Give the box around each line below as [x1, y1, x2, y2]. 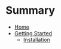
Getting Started [14, 29, 52, 36]
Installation [23, 36, 50, 43]
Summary [5, 4, 55, 17]
